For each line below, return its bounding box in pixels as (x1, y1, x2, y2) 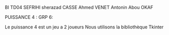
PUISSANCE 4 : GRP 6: (5, 14, 53, 20)
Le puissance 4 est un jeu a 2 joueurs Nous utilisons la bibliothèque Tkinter (5, 24, 164, 30)
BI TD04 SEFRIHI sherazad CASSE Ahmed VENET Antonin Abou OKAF (5, 5, 154, 10)
